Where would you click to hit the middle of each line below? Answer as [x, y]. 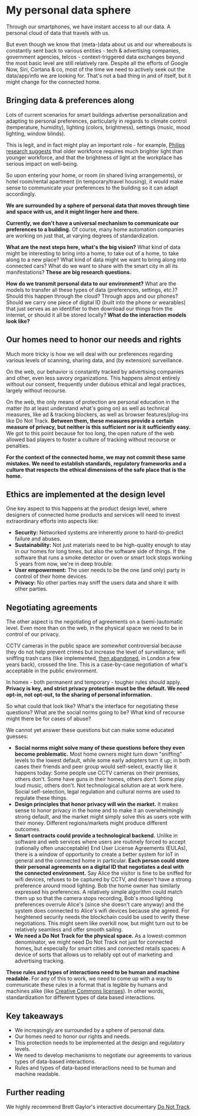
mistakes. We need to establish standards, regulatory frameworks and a [96, 463]
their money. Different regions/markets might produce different [91, 823]
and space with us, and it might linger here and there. [73, 211]
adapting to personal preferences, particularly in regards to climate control [97, 121]
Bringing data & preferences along [70, 101]
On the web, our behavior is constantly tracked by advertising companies [95, 372]
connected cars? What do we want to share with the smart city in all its [92, 265]
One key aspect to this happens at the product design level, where [87, 508]
